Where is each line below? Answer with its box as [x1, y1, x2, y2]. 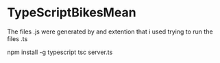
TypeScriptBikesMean [7, 5, 136, 21]
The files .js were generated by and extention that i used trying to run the [7, 27, 214, 36]
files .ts [7, 34, 28, 42]
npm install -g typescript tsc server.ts [7, 48, 113, 56]
